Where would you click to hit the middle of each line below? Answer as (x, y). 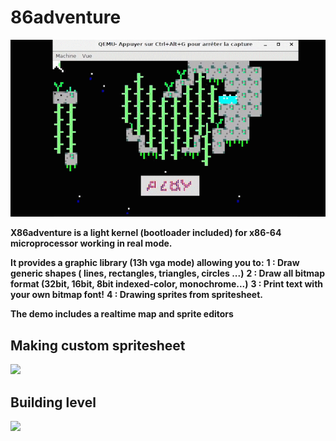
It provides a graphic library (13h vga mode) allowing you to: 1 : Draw (155, 263)
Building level (53, 402)
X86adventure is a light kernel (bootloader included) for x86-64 (146, 233)
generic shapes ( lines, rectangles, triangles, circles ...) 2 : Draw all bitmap (168, 273)
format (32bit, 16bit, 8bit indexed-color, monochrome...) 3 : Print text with (167, 284)
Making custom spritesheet (98, 345)
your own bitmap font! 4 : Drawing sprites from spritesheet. (136, 295)
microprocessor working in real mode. (91, 243)
